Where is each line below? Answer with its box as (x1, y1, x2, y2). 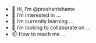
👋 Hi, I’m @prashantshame (11, 6, 76, 12)
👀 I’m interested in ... (11, 12, 61, 19)
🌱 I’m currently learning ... (11, 18, 74, 24)
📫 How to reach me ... (11, 31, 66, 37)
